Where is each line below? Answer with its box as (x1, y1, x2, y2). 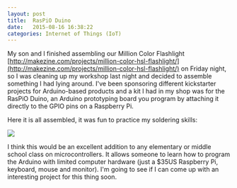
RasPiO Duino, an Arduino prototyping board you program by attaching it (7, 95, 219, 103)
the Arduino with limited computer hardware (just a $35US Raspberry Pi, (7, 158, 219, 166)
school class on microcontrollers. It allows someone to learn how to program (7, 150, 231, 159)
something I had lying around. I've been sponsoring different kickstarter (7, 79, 216, 88)
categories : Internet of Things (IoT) (7, 30, 122, 37)
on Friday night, (180, 64, 227, 73)
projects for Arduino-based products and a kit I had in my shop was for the (7, 87, 225, 95)
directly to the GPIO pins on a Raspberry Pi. (7, 102, 134, 110)
